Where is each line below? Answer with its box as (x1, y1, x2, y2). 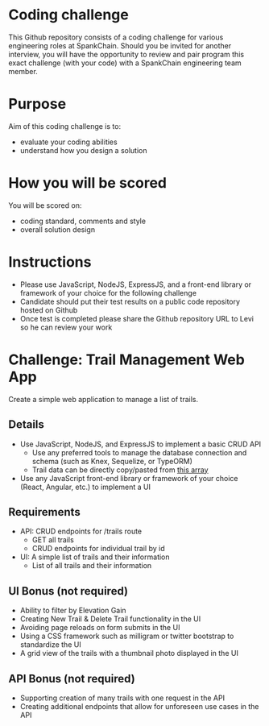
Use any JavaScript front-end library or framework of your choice (19, 473, 238, 483)
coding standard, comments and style (19, 216, 147, 226)
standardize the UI (19, 640, 82, 649)
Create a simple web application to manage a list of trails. (8, 394, 199, 404)
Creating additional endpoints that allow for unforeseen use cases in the (19, 701, 259, 711)
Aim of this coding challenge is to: (8, 121, 122, 131)
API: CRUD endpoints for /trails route (19, 526, 143, 537)
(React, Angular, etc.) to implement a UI (19, 482, 151, 492)
